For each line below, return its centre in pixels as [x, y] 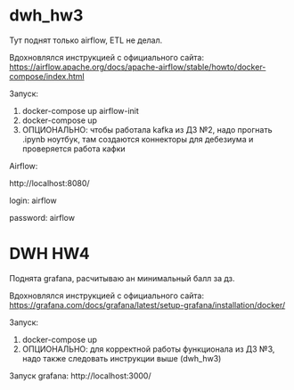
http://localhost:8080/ [50, 183]
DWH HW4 [50, 254]
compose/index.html [47, 76]
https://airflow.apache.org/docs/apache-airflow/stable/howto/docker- [138, 67]
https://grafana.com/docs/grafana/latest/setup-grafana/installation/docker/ [147, 305]
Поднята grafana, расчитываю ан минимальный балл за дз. [122, 278]
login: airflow [33, 200]
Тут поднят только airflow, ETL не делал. [86, 40]
